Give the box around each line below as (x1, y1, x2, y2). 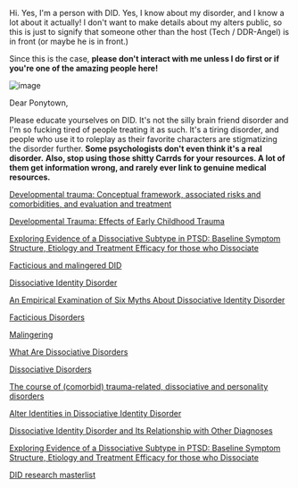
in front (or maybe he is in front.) (9, 36, 129, 46)
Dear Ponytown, (9, 97, 69, 108)
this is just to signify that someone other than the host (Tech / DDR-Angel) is (9, 27, 290, 37)
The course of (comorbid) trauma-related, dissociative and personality (9, 382, 269, 391)
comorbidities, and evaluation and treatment (9, 198, 172, 209)
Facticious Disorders (9, 312, 85, 323)
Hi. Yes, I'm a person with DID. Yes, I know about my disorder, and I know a (9, 8, 285, 18)
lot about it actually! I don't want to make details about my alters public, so (9, 17, 283, 28)
